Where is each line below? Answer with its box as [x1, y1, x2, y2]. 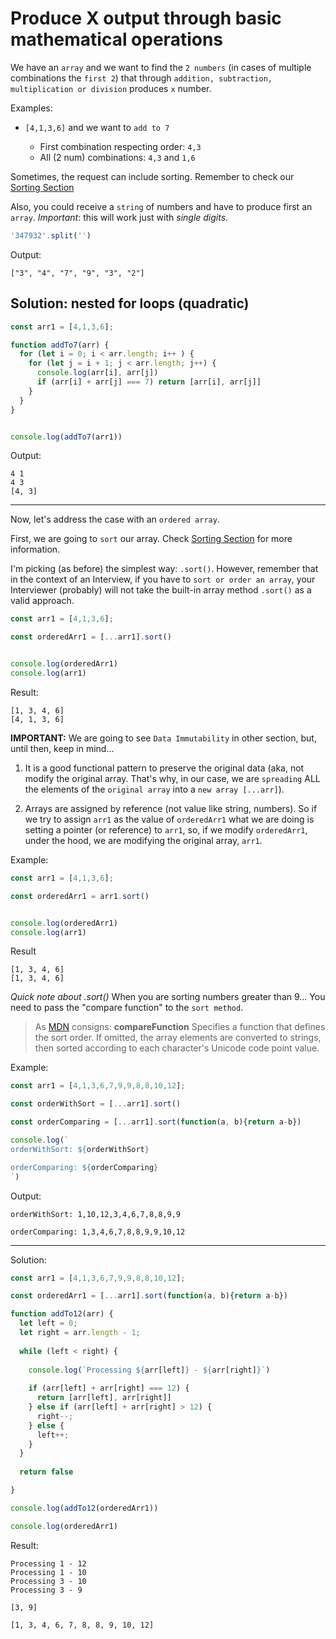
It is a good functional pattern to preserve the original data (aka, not [24, 762, 305, 774]
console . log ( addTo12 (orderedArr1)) [10, 1503, 159, 1513]
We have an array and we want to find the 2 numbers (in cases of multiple [10, 61, 312, 73]
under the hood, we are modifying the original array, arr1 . [24, 834, 263, 846]
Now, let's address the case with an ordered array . [10, 513, 220, 526]
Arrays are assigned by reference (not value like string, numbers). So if [24, 802, 318, 814]
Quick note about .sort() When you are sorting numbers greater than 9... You [10, 991, 326, 1003]
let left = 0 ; [19, 1318, 78, 1329]
